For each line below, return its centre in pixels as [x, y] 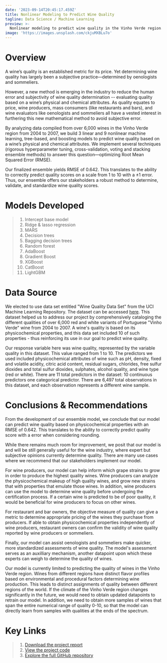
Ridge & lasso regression [50, 225]
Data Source [31, 293]
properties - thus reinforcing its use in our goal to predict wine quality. [77, 338]
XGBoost [34, 262]
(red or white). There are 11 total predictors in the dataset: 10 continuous [79, 374]
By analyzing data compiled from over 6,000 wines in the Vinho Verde [77, 128]
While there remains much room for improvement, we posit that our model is [83, 444]
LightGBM [35, 272]
